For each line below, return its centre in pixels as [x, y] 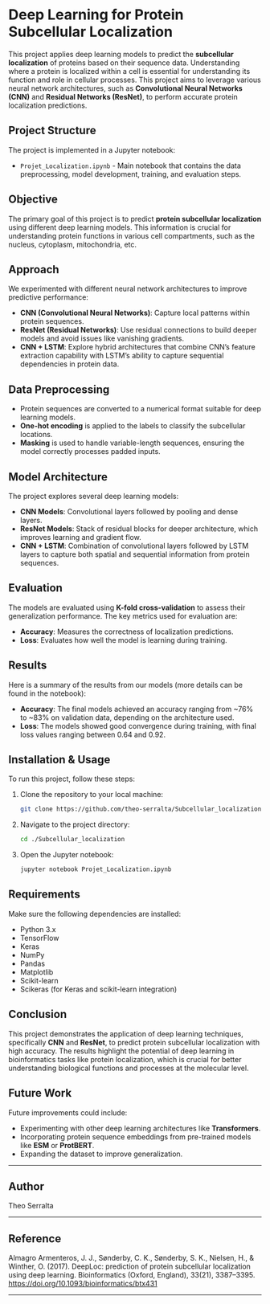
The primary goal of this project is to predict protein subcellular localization [135, 219]
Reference [35, 1239]
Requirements [44, 895]
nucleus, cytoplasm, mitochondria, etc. [73, 244]
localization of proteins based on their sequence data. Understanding [124, 63]
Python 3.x [38, 929]
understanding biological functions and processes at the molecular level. [129, 1068]
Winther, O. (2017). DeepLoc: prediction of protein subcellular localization [130, 1266]
